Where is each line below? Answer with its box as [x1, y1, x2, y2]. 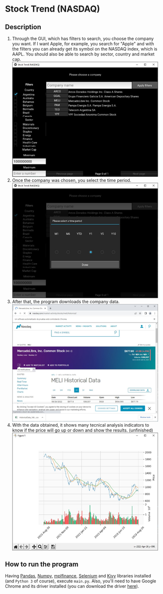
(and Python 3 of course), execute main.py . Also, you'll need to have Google [5, 578, 157, 584]
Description [5, 23, 41, 31]
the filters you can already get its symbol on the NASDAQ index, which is [12, 46, 158, 52]
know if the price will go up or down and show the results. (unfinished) [12, 427, 153, 433]
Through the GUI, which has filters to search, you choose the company [12, 36, 154, 41]
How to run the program [5, 560, 79, 568]
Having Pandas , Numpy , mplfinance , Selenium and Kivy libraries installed [5, 573, 151, 578]
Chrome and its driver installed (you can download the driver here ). [5, 583, 139, 589]
